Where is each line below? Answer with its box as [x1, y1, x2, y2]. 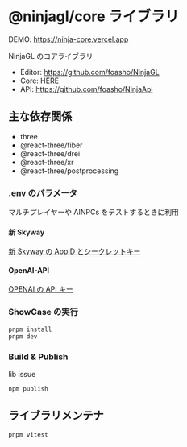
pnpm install [8, 325, 52, 333]
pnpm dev [8, 332, 38, 341]
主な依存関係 [8, 110, 73, 123]
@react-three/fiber [19, 140, 83, 150]
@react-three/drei [19, 148, 81, 158]
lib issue [8, 370, 36, 379]
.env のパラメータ [8, 187, 78, 198]
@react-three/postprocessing [19, 166, 119, 176]
